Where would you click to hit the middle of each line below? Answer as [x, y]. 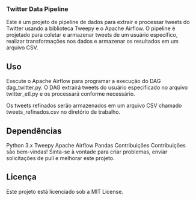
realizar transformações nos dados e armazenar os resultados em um [93, 42]
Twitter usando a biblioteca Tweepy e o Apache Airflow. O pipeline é [91, 28]
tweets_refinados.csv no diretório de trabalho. [63, 112]
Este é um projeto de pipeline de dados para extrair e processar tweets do [98, 22]
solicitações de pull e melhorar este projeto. [61, 158]
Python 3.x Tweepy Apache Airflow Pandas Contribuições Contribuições [96, 145]
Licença [22, 177]
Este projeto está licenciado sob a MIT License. [65, 191]
